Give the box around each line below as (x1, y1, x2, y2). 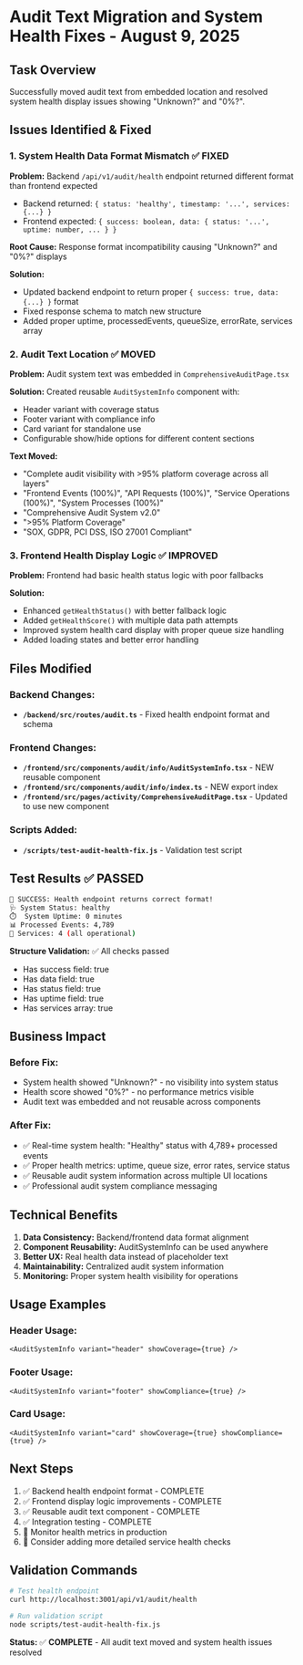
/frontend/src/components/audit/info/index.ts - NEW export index (22, 782, 278, 793)
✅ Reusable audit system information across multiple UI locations (22, 1170, 268, 1181)
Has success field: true (22, 963, 109, 974)
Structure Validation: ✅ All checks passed (9, 945, 170, 956)
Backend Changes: (9, 688, 96, 701)
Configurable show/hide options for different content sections (22, 432, 255, 443)
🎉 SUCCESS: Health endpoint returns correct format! (9, 895, 214, 904)
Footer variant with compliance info (22, 413, 156, 424)
